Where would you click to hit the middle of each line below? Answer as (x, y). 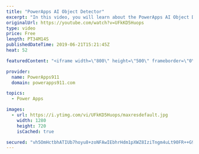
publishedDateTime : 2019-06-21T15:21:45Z (58, 45)
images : (16, 110)
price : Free (21, 34)
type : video (21, 28)
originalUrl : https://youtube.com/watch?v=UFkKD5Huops (75, 23)
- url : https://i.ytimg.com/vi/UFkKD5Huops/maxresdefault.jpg (90, 115)
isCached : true (36, 131)
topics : (16, 93)
